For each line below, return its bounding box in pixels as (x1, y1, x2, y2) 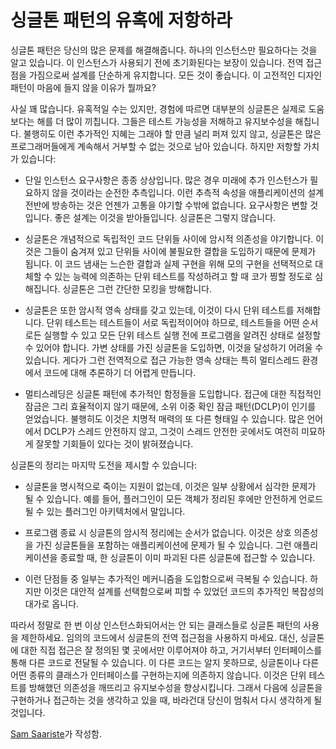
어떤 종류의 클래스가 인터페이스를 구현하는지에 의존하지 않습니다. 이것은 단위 (10, 669, 307, 681)
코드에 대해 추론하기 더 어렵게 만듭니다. (43, 366, 197, 378)
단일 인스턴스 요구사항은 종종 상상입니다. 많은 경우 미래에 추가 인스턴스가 (24, 174, 308, 186)
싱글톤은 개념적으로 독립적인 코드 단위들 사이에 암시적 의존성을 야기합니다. (24, 232, 314, 245)
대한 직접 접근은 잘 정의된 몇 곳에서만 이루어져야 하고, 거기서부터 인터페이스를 (20, 644, 323, 656)
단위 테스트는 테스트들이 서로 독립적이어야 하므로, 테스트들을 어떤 (46, 316, 300, 328)
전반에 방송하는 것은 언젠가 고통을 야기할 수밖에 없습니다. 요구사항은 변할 (24, 199, 308, 211)
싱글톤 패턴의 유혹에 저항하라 (10, 9, 233, 32)
